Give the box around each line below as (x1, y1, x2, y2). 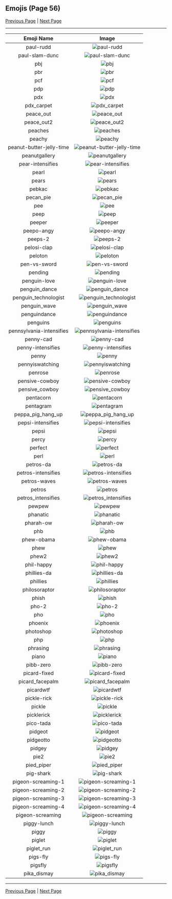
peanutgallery (21, 152, 55, 159)
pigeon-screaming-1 (12, 778, 65, 785)
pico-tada (26, 719, 51, 726)
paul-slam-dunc (18, 51, 59, 59)
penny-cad (25, 335, 53, 343)
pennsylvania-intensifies (8, 327, 69, 334)
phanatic (28, 511, 49, 518)
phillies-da (25, 569, 52, 576)
